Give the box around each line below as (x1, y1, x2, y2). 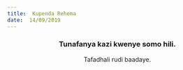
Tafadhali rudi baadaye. (83, 55, 152, 63)
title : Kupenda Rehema (7, 10, 77, 17)
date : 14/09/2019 (7, 17, 61, 24)
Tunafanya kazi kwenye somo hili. (59, 40, 176, 49)
